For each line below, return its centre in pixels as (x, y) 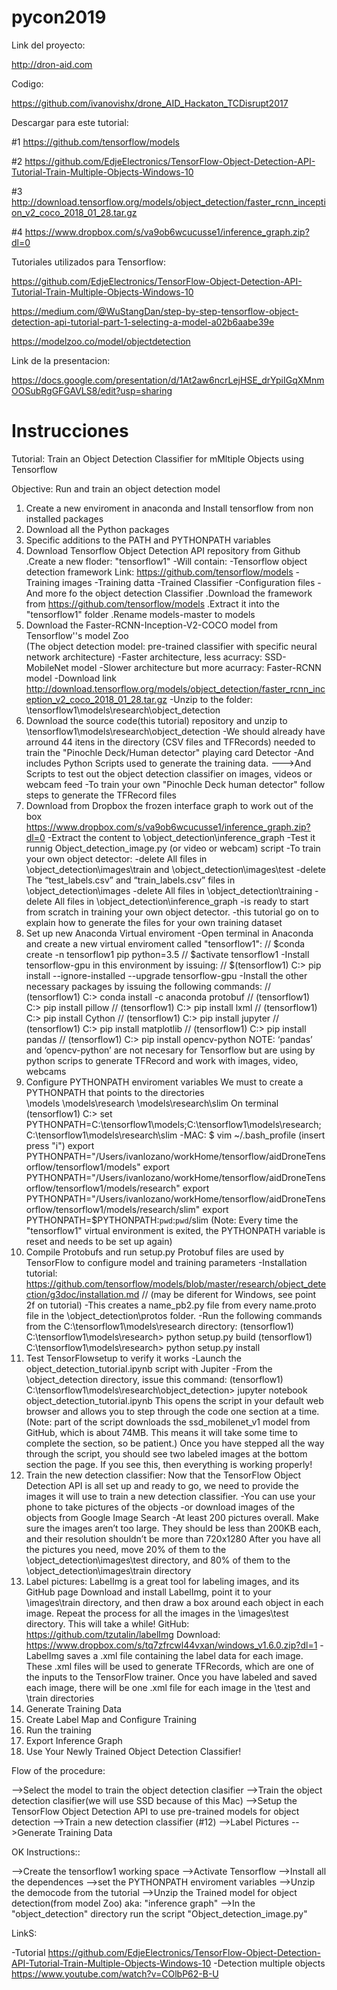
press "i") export (60, 1145)
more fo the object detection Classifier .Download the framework (179, 593)
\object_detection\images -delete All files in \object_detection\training (169, 890)
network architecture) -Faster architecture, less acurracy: (144, 657)
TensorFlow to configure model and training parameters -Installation (166, 1262)
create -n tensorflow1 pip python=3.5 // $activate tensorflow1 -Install (167, 954)
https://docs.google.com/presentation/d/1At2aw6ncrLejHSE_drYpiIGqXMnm (168, 380)
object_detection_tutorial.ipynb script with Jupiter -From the (149, 1368)
